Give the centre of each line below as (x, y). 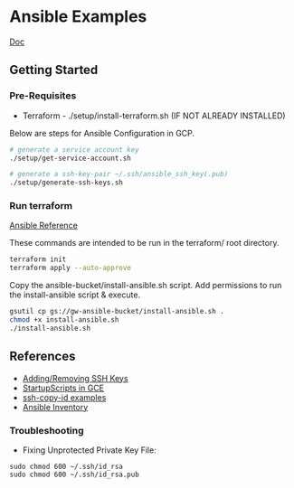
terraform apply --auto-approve (70, 268)
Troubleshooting (47, 430)
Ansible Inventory (55, 407)
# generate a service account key (75, 150)
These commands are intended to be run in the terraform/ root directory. (144, 243)
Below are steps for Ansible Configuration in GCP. (102, 133)
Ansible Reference (44, 225)
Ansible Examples (78, 17)
